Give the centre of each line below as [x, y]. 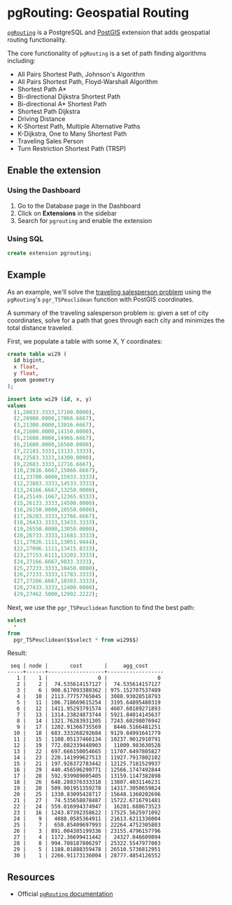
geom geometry [34, 380]
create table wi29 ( [37, 354]
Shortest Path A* [42, 89]
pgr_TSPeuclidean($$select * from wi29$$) [76, 640]
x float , [26, 367]
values [17, 406]
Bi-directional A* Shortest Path [62, 104]
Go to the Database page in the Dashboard [79, 206]
